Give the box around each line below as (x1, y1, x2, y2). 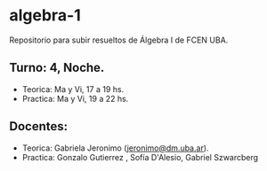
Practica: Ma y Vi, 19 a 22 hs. (21, 93, 129, 104)
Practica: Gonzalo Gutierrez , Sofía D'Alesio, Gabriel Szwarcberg (21, 152, 259, 162)
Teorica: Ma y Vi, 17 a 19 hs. (21, 83, 125, 94)
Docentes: (9, 119, 69, 134)
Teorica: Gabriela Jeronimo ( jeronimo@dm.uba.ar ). (21, 143, 209, 153)
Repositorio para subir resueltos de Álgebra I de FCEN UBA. (9, 35, 229, 45)
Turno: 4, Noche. (9, 60, 105, 75)
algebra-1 (9, 5, 82, 26)
